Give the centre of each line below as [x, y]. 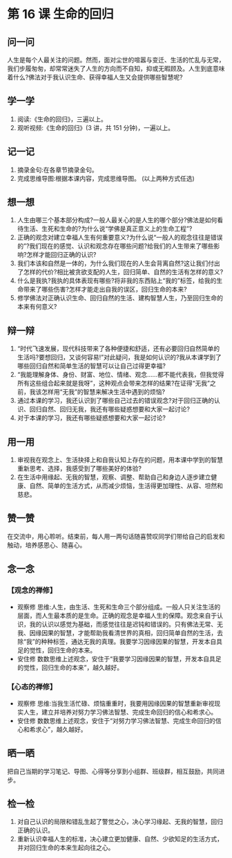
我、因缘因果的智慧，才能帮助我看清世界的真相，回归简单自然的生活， [117, 633]
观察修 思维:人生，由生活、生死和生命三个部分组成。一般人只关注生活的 [119, 607]
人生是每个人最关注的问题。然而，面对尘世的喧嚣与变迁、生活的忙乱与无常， [116, 60]
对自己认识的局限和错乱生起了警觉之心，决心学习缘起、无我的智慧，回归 [120, 822]
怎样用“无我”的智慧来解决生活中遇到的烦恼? [103, 392]
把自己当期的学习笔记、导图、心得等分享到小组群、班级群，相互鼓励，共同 [113, 771]
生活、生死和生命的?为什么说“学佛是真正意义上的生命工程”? [108, 229]
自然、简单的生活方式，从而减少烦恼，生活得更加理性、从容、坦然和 [126, 486]
